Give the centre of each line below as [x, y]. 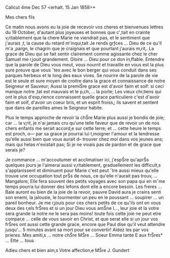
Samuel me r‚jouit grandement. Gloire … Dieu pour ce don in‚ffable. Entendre [85, 59]
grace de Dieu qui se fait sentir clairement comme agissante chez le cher [82, 54]
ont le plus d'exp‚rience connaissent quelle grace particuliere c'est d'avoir [82, 97]
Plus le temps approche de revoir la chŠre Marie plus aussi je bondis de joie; [85, 118]
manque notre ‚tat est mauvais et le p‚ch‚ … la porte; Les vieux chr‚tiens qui [83, 91]
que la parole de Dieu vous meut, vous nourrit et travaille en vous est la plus [84, 65]
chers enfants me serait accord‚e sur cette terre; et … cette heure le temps [83, 128]
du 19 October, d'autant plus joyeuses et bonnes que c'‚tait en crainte [78, 32]
